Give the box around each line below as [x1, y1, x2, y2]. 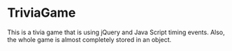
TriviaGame [7, 5, 76, 21]
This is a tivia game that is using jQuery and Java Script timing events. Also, [7, 28, 225, 36]
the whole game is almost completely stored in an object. [7, 35, 172, 43]
